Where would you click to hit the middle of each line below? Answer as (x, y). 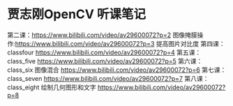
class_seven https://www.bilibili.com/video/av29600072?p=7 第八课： (108, 78)
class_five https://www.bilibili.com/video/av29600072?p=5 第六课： (105, 61)
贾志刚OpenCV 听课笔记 (77, 14)
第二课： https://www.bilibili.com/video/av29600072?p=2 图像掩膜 (102, 35)
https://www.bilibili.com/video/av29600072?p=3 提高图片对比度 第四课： (120, 43)
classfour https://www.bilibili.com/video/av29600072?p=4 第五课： (104, 52)
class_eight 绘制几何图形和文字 (52, 87)
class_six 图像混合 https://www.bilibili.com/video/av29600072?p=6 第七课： (117, 70)
